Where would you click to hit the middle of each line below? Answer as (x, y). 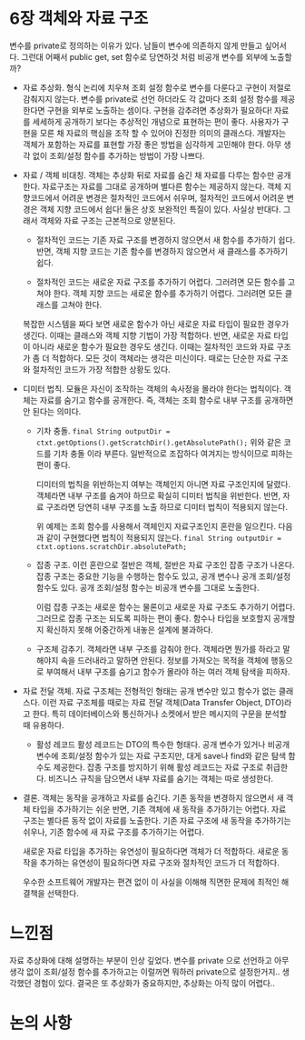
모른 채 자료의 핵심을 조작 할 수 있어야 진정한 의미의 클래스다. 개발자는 (163, 133)
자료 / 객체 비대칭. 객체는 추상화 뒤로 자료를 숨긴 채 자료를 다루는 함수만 (148, 175)
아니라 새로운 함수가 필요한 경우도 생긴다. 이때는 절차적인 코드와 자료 (153, 346)
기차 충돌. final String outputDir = (103, 430)
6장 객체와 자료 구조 (79, 19)
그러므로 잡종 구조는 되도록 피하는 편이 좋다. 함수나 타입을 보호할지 (153, 618)
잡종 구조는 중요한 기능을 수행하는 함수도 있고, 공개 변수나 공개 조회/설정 (163, 576)
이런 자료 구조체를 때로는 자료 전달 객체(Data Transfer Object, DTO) (163, 702)
